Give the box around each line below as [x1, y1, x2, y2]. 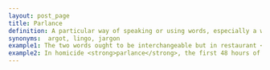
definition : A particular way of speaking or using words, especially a [8, 27, 257, 35]
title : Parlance [8, 19, 63, 27]
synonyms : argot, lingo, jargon [8, 34, 121, 43]
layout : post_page [8, 11, 70, 20]
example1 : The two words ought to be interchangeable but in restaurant [8, 42, 257, 50]
